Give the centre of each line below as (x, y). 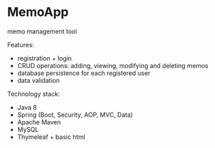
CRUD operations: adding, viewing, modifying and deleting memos (113, 65)
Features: (21, 44)
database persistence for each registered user (84, 73)
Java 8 (27, 107)
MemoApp (38, 12)
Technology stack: (34, 94)
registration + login (44, 58)
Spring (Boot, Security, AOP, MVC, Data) (75, 115)
